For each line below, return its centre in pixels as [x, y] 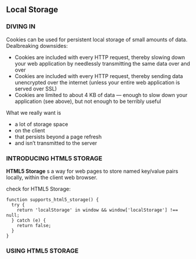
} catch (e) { [29, 220]
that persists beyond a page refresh [58, 137]
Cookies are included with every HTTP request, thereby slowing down [100, 57]
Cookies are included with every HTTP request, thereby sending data [99, 76]
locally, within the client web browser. [52, 177]
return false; [34, 225]
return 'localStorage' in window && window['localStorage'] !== [97, 210]
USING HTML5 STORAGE [42, 251]
